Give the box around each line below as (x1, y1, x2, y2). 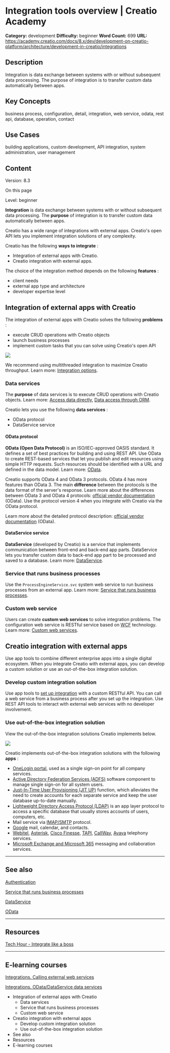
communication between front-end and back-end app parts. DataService (5, 547, 158, 553)
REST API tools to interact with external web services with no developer (5, 701, 155, 707)
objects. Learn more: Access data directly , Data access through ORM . (5, 397, 151, 403)
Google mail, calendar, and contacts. (12, 824, 90, 830)
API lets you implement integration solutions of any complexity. (5, 233, 137, 239)
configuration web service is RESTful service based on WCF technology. (5, 622, 157, 628)
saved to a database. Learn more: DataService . (5, 557, 104, 563)
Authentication (5, 879, 36, 885)
